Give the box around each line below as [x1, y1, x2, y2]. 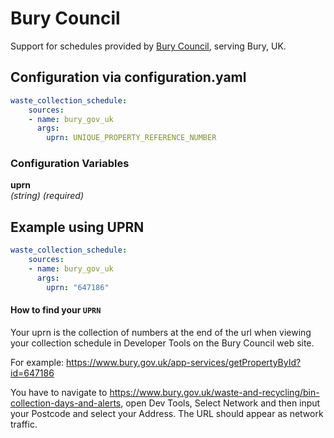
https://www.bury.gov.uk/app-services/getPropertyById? [66, 356, 302, 368]
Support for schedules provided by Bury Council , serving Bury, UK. [10, 40, 287, 52]
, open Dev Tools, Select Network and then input [120, 397, 321, 409]
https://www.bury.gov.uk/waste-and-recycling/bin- [109, 386, 320, 398]
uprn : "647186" [46, 282, 110, 292]
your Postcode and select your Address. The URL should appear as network [10, 407, 324, 419]
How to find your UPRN [10, 304, 102, 316]
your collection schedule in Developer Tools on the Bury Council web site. [10, 337, 315, 349]
